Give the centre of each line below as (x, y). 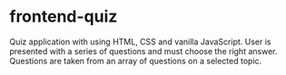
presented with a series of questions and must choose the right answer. (143, 51)
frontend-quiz (64, 17)
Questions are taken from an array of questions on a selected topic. (136, 61)
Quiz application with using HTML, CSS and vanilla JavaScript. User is (140, 42)
